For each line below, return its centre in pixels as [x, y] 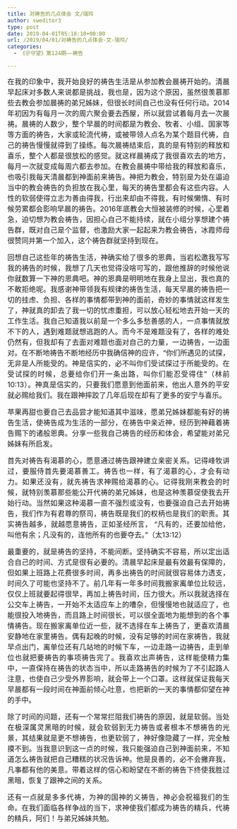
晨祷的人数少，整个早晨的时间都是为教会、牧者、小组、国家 [122, 124]
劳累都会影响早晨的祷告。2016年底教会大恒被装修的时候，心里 [119, 208]
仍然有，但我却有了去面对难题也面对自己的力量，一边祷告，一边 [115, 342]
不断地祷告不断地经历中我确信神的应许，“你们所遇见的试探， [129, 353]
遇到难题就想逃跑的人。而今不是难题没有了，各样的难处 [136, 331]
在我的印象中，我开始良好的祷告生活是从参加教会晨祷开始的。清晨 [119, 81]
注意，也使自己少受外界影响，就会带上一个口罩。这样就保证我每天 [119, 678]
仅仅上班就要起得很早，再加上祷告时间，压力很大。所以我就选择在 [119, 594]
